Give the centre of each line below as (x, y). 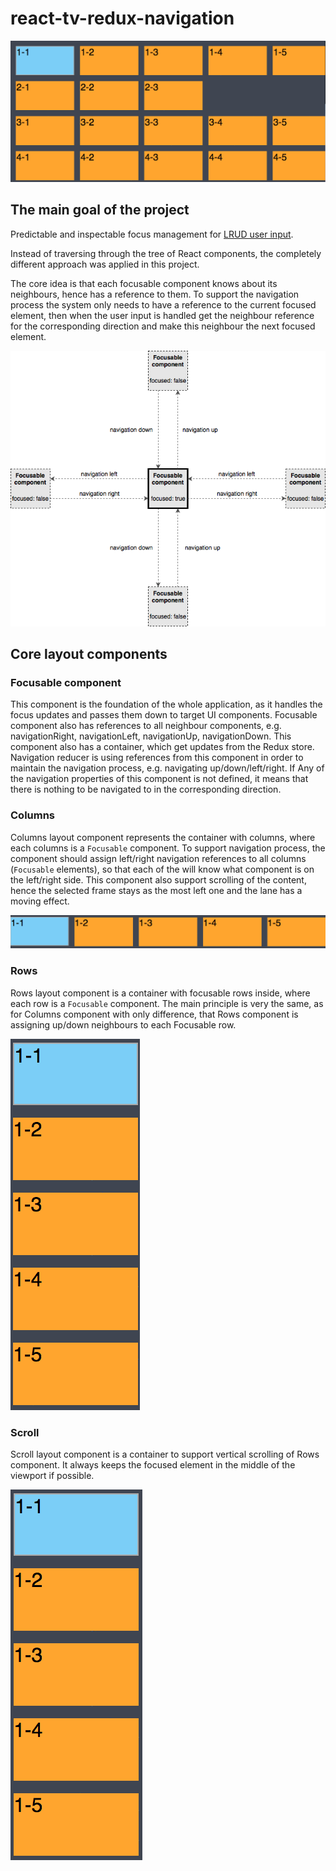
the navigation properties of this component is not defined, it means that (159, 779)
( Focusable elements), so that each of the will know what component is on (162, 869)
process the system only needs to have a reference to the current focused (163, 304)
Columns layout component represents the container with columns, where (163, 837)
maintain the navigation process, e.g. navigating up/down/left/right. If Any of (167, 768)
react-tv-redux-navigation (122, 18)
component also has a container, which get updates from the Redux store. (162, 747)
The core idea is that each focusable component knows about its (144, 283)
